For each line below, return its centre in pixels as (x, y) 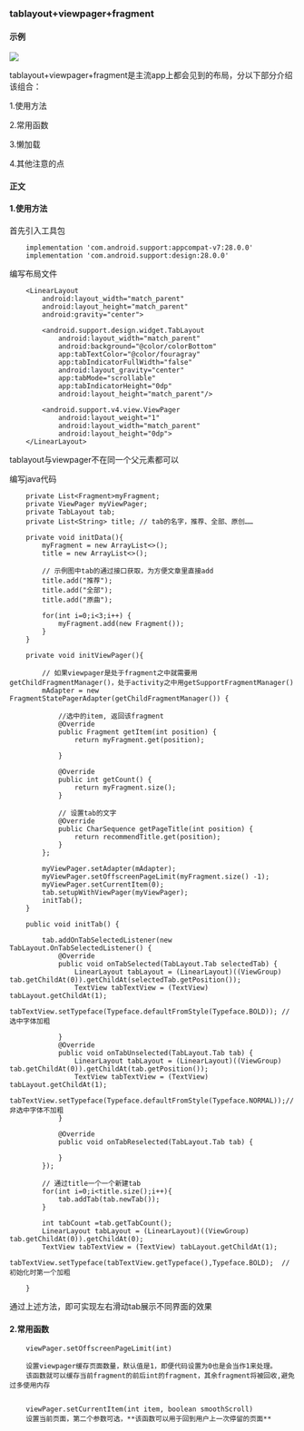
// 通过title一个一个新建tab (92, 1183)
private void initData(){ (75, 537)
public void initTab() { (73, 924)
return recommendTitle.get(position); (147, 837)
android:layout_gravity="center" (121, 370)
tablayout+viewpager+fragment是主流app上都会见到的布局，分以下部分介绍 (151, 75)
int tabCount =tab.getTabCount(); (107, 1223)
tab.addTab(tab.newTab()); (109, 1199)
